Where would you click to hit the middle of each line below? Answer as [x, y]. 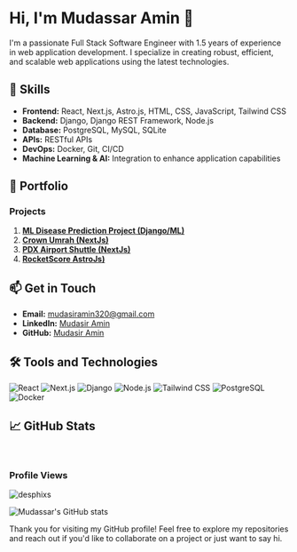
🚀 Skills [30, 89]
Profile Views [39, 475]
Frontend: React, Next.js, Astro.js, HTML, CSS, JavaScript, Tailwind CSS [154, 111]
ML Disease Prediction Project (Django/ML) [103, 231]
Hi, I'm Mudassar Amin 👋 [102, 18]
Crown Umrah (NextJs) [65, 240]
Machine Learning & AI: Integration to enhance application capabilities [151, 158]
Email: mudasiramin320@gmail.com [88, 314]
